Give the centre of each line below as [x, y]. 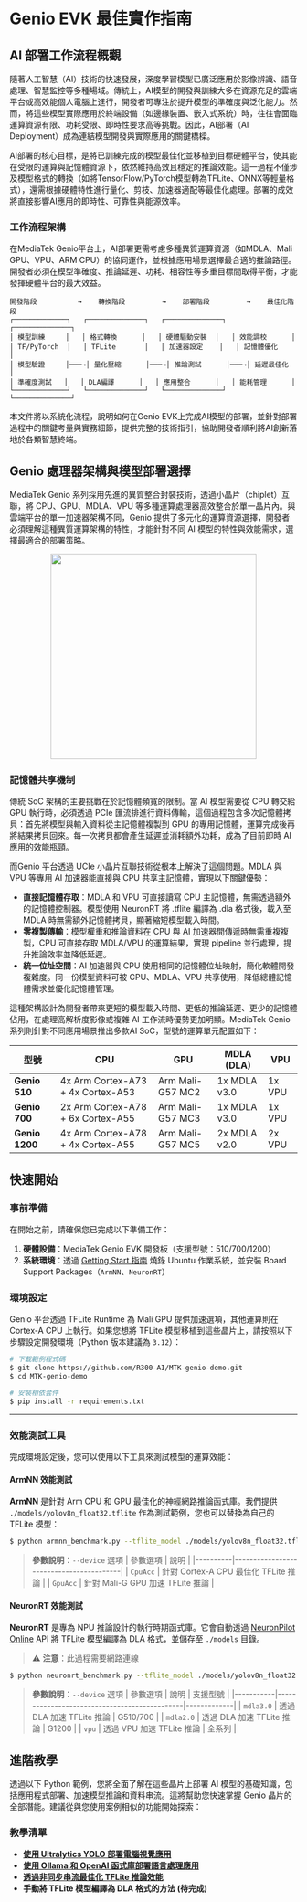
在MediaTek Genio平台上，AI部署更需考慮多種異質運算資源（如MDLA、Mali [151, 248]
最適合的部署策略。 [53, 541]
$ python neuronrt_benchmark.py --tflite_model [102, 1676]
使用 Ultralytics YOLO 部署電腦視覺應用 [97, 1854]
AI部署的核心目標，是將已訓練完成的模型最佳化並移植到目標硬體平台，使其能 [153, 155]
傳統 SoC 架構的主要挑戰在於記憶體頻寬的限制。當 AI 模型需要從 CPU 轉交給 [153, 801]
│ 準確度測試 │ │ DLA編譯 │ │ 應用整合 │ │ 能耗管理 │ [153, 383]
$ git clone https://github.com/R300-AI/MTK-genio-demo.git [127, 1368]
